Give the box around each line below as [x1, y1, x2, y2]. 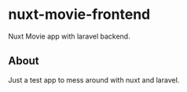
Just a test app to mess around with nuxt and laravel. [8, 75, 180, 84]
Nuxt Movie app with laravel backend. [8, 31, 131, 41]
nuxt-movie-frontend [8, 6, 151, 24]
